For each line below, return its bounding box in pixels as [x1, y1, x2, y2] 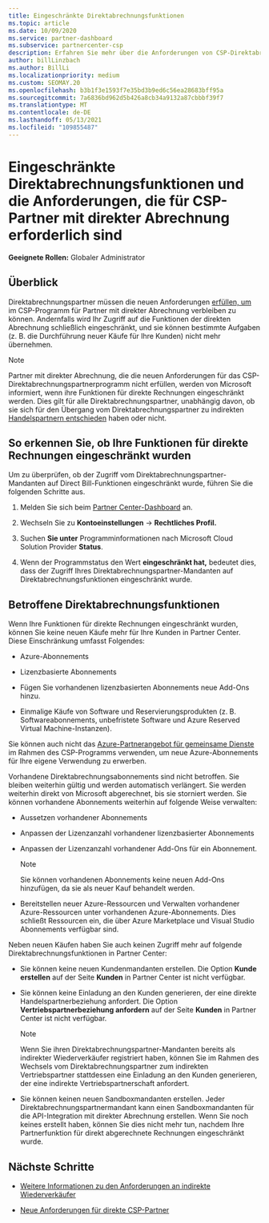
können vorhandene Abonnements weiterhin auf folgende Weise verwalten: [8, 798, 258, 807]
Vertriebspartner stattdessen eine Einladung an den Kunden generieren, [19, 1070, 258, 1080]
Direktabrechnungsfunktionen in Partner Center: [8, 948, 167, 958]
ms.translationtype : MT [8, 101, 88, 109]
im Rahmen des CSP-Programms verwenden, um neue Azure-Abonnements [8, 748, 259, 758]
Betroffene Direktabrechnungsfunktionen [8, 597, 220, 611]
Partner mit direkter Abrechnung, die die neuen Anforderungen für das [8, 370, 241, 380]
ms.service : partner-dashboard [8, 34, 113, 42]
